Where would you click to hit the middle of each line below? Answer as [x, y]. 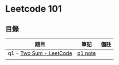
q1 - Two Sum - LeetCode [40, 53]
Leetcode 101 [34, 9]
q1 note [87, 53]
